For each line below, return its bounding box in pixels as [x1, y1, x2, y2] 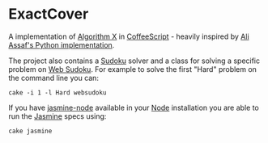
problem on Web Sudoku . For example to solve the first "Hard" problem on [8, 64, 257, 74]
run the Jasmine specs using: [8, 111, 107, 121]
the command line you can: [8, 73, 100, 82]
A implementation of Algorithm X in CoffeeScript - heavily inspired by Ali [8, 32, 249, 41]
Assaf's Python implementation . [8, 40, 115, 49]
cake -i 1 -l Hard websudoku [8, 88, 107, 97]
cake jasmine [8, 127, 53, 135]
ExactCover [8, 5, 89, 23]
